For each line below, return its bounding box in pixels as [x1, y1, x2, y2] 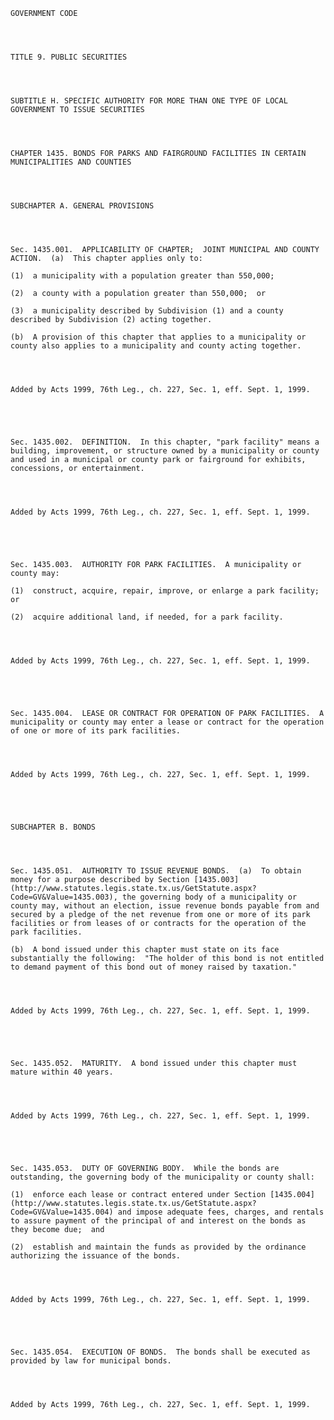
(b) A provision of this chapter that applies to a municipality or [10, 332, 307, 342]
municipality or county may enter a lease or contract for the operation [10, 717, 325, 727]
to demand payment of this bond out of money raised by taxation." [10, 962, 298, 972]
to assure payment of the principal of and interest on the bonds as [10, 1216, 307, 1226]
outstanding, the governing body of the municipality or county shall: [10, 1172, 315, 1182]
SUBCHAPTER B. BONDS [10, 822, 97, 832]
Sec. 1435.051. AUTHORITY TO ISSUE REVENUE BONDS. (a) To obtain [10, 866, 302, 876]
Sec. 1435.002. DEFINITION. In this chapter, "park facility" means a [10, 437, 320, 447]
